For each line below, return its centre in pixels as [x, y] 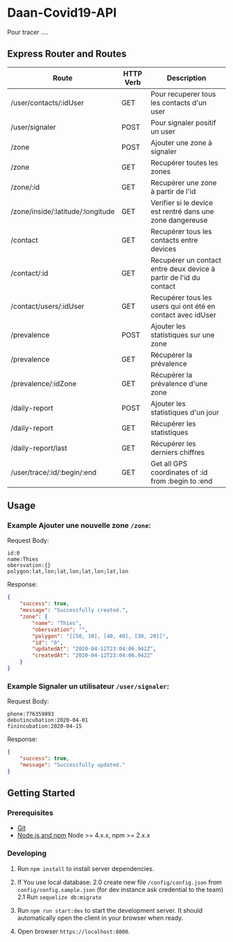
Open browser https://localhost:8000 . [74, 931]
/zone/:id [25, 187]
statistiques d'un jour [185, 412]
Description [187, 78]
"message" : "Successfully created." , [74, 610]
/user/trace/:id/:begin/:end [54, 472]
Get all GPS [169, 463]
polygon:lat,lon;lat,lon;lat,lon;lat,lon [68, 572]
